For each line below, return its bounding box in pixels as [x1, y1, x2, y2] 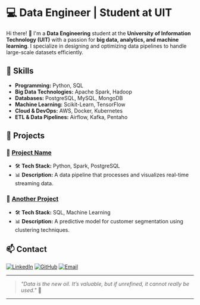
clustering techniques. [14, 226, 70, 234]
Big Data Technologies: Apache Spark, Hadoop [14, 88, 133, 95]
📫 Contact [6, 244, 48, 254]
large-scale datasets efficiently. [6, 48, 84, 55]
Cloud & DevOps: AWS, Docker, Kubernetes [14, 107, 123, 114]
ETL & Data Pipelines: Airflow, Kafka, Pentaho [14, 113, 128, 120]
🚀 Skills [6, 66, 34, 76]
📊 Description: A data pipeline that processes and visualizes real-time [14, 172, 189, 179]
